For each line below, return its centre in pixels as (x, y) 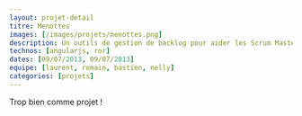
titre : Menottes (40, 26)
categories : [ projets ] (52, 76)
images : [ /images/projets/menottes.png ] (86, 34)
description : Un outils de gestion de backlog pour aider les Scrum (140, 43)
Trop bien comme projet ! (56, 102)
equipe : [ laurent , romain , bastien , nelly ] (92, 68)
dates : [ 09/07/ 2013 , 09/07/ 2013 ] (72, 59)
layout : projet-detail (52, 18)
